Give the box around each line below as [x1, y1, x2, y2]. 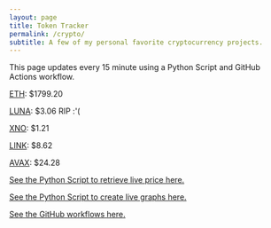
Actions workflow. [9, 72, 75, 83]
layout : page [9, 12, 58, 22]
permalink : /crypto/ [9, 29, 86, 38]
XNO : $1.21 [9, 123, 50, 134]
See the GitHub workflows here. [9, 209, 126, 220]
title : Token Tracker [9, 21, 89, 30]
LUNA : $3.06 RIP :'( [9, 106, 81, 116]
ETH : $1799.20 [9, 89, 64, 99]
